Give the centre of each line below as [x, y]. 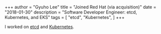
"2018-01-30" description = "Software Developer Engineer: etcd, [71, 12]
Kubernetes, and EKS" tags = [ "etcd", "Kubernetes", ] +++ [65, 17]
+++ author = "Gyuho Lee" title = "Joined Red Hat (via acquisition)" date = [80, 7]
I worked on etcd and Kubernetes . [40, 27]
